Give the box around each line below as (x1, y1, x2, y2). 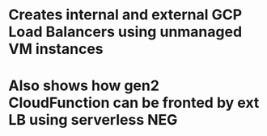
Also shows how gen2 (8, 76, 160, 95)
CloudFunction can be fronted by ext (8, 94, 260, 112)
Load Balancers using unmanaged (8, 23, 243, 41)
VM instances (8, 40, 104, 58)
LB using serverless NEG (8, 111, 178, 130)
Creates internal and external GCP (8, 6, 243, 24)
